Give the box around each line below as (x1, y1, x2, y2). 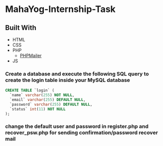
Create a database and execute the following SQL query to (5, 70, 149, 77)
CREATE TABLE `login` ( (5, 88, 55, 93)
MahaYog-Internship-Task (5, 3, 116, 15)
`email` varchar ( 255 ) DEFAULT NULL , (9, 97, 86, 102)
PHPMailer (19, 52, 42, 58)
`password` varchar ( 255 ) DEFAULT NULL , (9, 101, 93, 107)
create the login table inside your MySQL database (5, 76, 131, 83)
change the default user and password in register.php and (5, 123, 149, 130)
